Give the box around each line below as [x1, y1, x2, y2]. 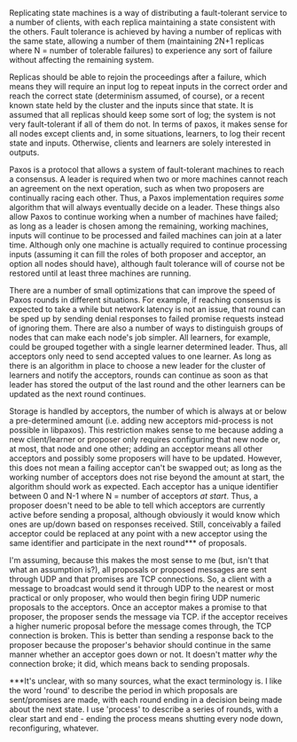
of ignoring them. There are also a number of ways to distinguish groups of [9, 323, 284, 333]
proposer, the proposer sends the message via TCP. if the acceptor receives [9, 612, 288, 621]
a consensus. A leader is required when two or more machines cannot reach [9, 174, 288, 184]
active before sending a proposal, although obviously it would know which [9, 510, 281, 519]
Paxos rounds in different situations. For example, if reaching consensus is [9, 294, 281, 305]
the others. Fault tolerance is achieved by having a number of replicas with [9, 27, 282, 36]
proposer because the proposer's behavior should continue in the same [9, 640, 271, 650]
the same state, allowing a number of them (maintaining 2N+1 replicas [9, 35, 264, 46]
